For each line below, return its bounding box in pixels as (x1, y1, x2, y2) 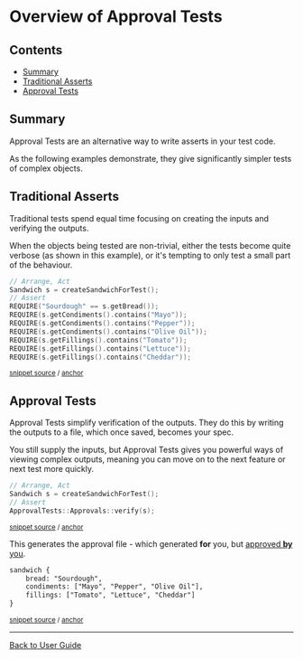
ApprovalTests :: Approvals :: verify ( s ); (9, 506, 155, 515)
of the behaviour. (9, 259, 73, 270)
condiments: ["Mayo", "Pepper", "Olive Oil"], (25, 582, 204, 591)
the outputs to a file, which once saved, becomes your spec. (9, 427, 234, 438)
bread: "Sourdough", (25, 574, 103, 583)
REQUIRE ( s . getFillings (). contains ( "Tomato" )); (9, 335, 188, 344)
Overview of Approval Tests (9, 6, 223, 27)
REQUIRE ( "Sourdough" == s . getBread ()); (9, 302, 160, 311)
